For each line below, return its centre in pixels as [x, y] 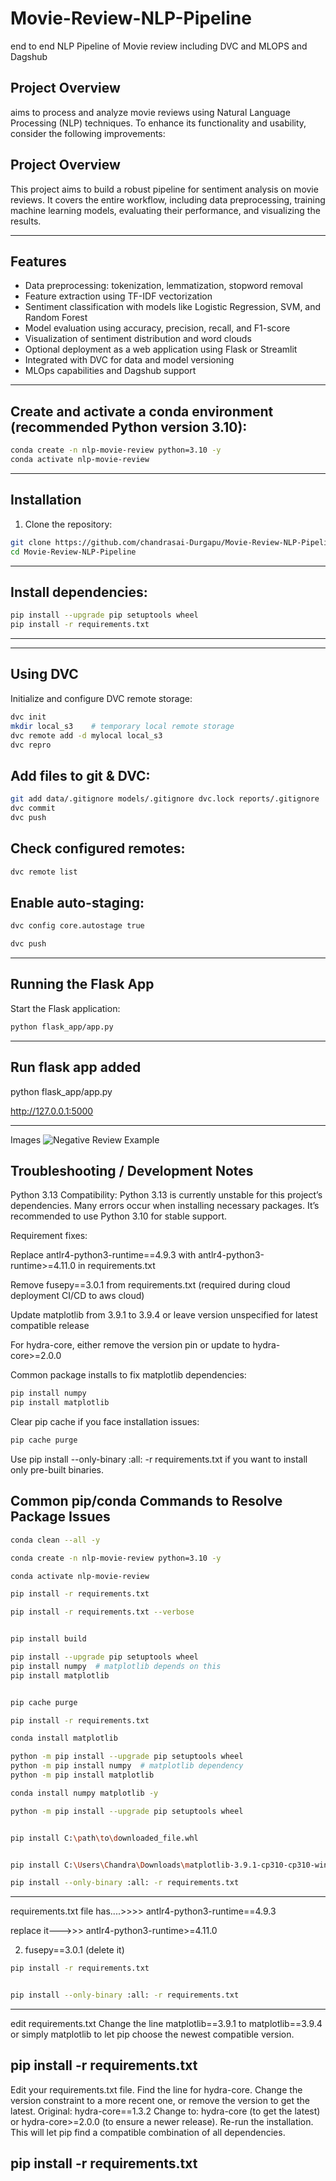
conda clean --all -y [55, 1540]
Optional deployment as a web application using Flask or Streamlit [161, 349]
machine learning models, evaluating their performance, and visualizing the [165, 210]
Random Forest [56, 318]
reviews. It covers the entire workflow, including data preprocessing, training [168, 199]
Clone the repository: [68, 524]
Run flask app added [76, 1067]
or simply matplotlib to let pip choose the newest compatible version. [152, 2034]
